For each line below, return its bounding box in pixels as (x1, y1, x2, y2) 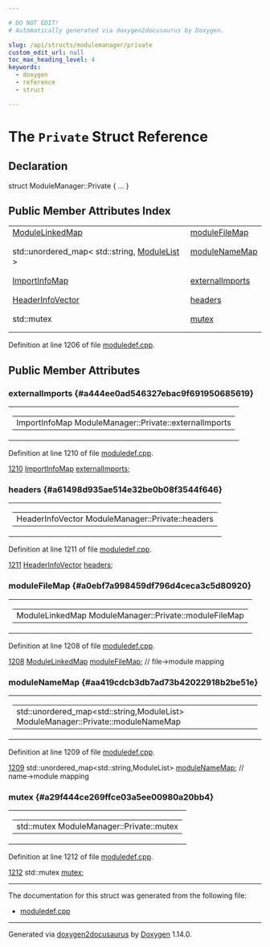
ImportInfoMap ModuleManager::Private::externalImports (16, 417, 231, 428)
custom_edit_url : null (8, 48, 84, 56)
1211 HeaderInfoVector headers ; (8, 560, 114, 570)
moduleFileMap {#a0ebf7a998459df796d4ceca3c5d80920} (8, 581, 252, 592)
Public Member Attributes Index (8, 205, 171, 218)
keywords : (8, 64, 42, 72)
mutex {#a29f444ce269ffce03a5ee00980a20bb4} (8, 791, 215, 802)
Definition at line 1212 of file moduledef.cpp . (8, 852, 154, 862)
